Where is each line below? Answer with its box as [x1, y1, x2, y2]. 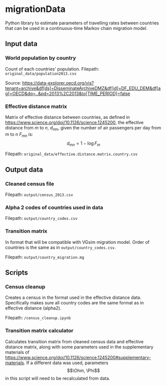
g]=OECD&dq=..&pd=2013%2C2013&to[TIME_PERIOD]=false [5, 91, 131, 96]
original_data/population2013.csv [5, 71, 77, 76]
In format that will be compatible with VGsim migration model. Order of [5, 239, 150, 245]
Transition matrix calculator [5, 327, 74, 334]
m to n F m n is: [5, 131, 33, 138]
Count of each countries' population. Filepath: [5, 66, 99, 72]
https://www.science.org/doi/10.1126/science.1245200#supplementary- [5, 354, 151, 360]
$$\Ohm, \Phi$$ [67, 367, 100, 374]
